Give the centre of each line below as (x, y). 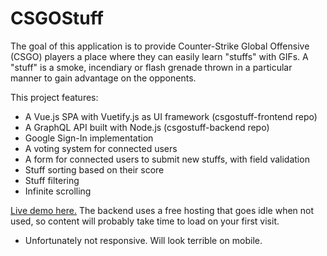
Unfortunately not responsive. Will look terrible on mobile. (143, 240)
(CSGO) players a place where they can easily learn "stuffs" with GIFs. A (159, 56)
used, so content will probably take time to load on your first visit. (145, 221)
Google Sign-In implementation (89, 138)
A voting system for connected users (101, 148)
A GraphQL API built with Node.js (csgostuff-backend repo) (147, 127)
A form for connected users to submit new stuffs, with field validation (167, 159)
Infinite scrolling (58, 191)
